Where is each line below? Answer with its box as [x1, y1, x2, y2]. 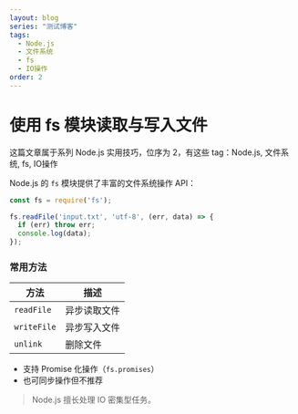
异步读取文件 [65, 305, 120, 317]
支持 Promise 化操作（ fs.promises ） [22, 364, 159, 375]
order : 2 [9, 73, 43, 82]
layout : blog [9, 13, 59, 23]
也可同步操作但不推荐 [22, 375, 103, 386]
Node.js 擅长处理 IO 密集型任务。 [31, 394, 157, 406]
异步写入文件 [65, 321, 120, 334]
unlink [14, 339, 43, 349]
